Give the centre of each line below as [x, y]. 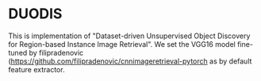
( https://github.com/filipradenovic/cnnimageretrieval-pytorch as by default [130, 61]
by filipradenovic [56, 52]
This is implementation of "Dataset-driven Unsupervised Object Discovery [129, 36]
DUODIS [35, 14]
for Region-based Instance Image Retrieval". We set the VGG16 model [122, 44]
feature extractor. [36, 69]
